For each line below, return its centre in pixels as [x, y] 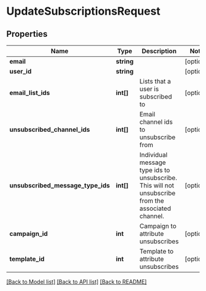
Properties [27, 34]
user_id [21, 71]
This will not [157, 185]
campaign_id [29, 234]
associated [155, 208]
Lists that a [155, 81]
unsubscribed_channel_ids [50, 130]
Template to [156, 251]
